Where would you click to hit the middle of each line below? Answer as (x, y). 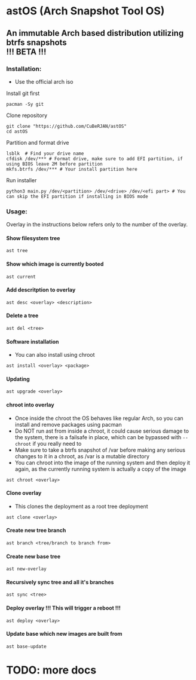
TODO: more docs (51, 670)
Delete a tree (22, 316)
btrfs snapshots (36, 42)
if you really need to (57, 443)
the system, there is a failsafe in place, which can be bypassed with (98, 437)
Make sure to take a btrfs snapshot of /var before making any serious (100, 450)
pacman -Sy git (25, 104)
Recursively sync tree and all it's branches (60, 582)
